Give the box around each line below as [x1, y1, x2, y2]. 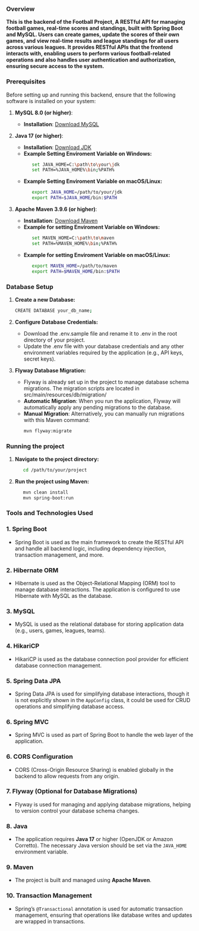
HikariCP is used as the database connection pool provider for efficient [14, 655, 189, 663]
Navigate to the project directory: [14, 455, 99, 463]
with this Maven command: [23, 416, 90, 423]
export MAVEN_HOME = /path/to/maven [31, 263, 118, 269]
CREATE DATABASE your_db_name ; [14, 308, 93, 314]
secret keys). [23, 355, 56, 362]
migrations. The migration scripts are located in [23, 384, 140, 392]
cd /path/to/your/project [23, 467, 87, 473]
